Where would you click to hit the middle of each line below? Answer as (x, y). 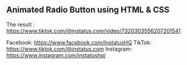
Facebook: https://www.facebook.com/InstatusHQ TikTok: (79, 42)
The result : (21, 24)
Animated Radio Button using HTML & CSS (88, 10)
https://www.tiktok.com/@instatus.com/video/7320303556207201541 (93, 31)
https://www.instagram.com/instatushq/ (56, 55)
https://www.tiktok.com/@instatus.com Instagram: (69, 49)
